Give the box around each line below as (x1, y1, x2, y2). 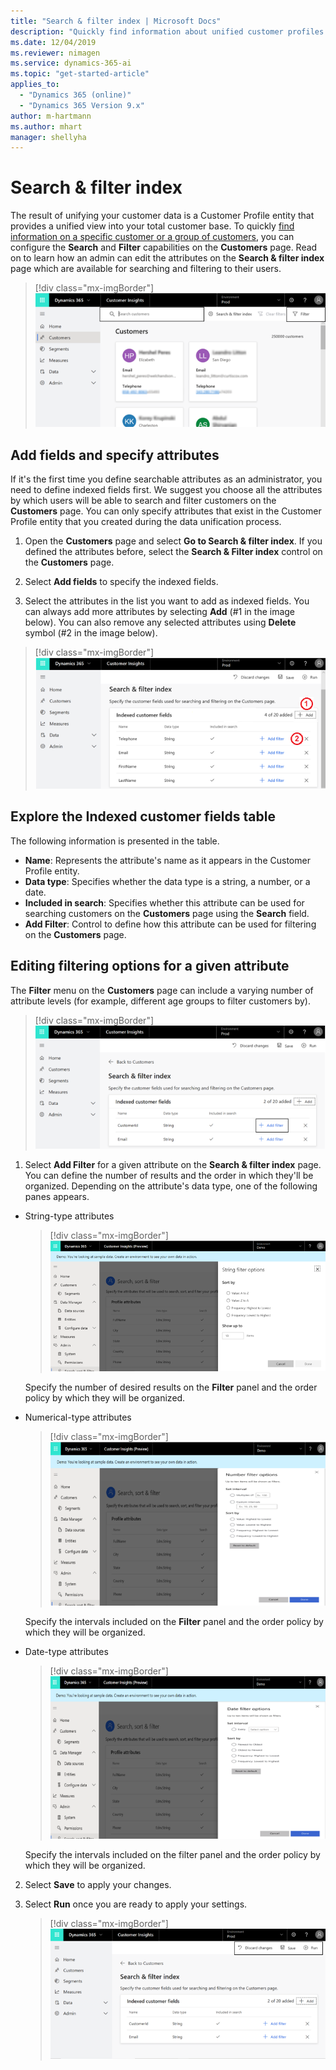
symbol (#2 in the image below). (24, 627, 158, 639)
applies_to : (10, 80, 60, 90)
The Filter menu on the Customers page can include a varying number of (10, 984, 314, 996)
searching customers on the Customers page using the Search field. (24, 907, 310, 919)
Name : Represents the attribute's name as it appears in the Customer (24, 854, 311, 866)
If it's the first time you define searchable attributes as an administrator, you (10, 473, 323, 485)
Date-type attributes (24, 1645, 109, 1657)
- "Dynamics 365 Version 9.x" (19, 100, 145, 110)
